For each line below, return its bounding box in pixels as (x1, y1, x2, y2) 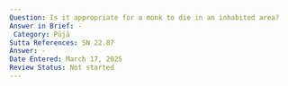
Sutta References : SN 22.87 (9, 38, 115, 47)
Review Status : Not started (9, 64, 115, 73)
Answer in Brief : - (9, 21, 83, 30)
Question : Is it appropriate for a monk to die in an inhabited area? (9, 13, 280, 22)
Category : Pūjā (13, 30, 70, 39)
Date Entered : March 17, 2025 (9, 55, 123, 64)
